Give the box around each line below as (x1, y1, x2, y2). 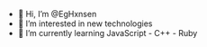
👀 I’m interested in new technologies (17, 18, 153, 29)
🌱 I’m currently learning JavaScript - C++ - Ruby (17, 28, 198, 38)
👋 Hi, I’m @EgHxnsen (17, 9, 97, 19)
